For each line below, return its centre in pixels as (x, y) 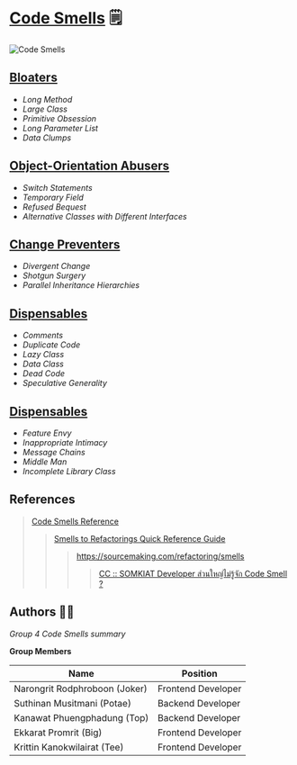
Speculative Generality (65, 383)
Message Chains (54, 452)
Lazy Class (43, 355)
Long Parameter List (60, 128)
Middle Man (45, 462)
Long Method (47, 99)
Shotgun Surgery (54, 275)
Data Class (43, 364)
